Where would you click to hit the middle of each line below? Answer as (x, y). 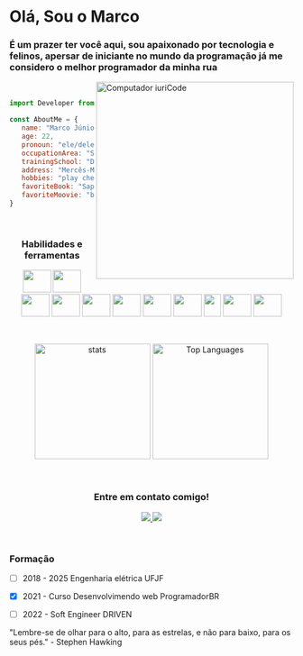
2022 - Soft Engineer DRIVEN (77, 614)
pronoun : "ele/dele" (60, 145)
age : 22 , (37, 137)
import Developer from (52, 104)
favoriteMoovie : (52, 196)
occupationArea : (52, 153)
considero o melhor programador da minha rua (114, 68)
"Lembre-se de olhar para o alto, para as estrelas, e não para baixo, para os (150, 633)
